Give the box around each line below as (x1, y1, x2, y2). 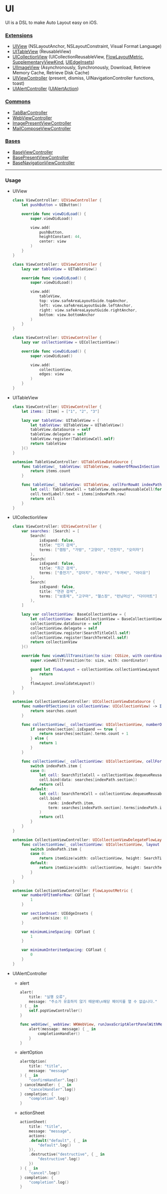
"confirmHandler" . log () (29, 1077, 78, 1082)
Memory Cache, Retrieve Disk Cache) (12, 70, 89, 76)
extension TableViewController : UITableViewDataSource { (12, 459, 133, 464)
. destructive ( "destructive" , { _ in (29, 1152, 105, 1157)
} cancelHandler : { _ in (19, 1082, 72, 1087)
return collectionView (30, 640, 78, 645)
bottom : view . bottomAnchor (39, 312, 95, 317)
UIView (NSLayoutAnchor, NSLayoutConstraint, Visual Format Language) (12, 43, 162, 49)
